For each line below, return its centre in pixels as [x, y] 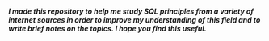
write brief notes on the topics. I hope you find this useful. [108, 28]
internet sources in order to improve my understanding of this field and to [134, 19]
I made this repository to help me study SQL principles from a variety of [131, 11]
